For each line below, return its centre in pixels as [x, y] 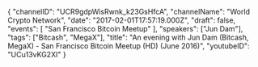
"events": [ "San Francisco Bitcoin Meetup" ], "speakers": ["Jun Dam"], [125, 29]
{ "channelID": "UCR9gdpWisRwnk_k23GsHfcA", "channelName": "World [129, 12]
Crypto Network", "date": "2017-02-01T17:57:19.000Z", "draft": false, [122, 20]
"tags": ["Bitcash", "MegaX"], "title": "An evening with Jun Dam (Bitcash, [128, 37]
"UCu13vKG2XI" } [37, 54]
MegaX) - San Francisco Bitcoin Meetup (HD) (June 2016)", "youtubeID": [129, 46]
